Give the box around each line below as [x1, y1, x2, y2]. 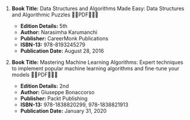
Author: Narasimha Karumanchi [20, 29, 98, 36]
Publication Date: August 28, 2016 [20, 47, 104, 54]
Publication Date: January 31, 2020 [20, 108, 107, 114]
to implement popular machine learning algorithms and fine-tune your [11, 65, 179, 72]
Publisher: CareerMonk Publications [20, 35, 109, 42]
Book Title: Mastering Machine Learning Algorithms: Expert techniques [11, 59, 184, 66]
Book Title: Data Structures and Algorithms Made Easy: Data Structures [11, 5, 185, 12]
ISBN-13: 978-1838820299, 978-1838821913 [20, 101, 129, 108]
